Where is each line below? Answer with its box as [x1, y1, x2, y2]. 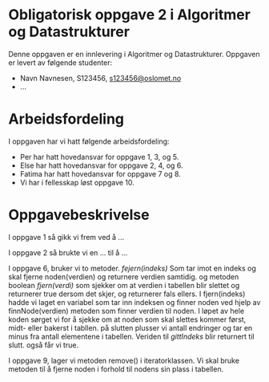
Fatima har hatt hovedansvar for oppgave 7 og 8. [19, 169, 182, 178]
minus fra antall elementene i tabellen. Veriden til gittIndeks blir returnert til [8, 331, 255, 341]
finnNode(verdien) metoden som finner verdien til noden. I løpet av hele [8, 306, 245, 315]
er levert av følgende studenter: [8, 58, 113, 67]
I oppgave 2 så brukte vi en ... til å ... [8, 247, 128, 258]
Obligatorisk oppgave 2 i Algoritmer [8, 6, 251, 24]
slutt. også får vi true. [8, 339, 78, 350]
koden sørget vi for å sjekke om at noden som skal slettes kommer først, [8, 315, 247, 324]
